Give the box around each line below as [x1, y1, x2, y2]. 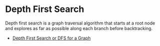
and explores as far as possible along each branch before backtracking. [5, 25, 153, 31]
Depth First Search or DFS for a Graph [12, 35, 91, 41]
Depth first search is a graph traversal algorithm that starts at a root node [5, 20, 156, 26]
